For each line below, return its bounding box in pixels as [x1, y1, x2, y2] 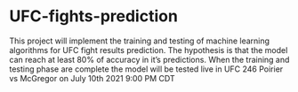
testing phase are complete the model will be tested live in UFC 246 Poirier [9, 64, 284, 74]
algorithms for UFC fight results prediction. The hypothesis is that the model [9, 44, 288, 55]
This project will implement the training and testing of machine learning [9, 35, 270, 46]
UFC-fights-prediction [9, 6, 178, 27]
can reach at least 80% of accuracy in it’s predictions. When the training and [9, 54, 290, 65]
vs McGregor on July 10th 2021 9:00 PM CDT [9, 73, 175, 83]
